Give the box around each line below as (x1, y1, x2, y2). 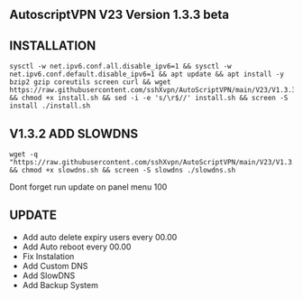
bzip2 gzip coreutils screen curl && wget (9, 78, 171, 87)
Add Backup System (22, 279, 99, 290)
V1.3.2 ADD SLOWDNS (9, 126, 138, 141)
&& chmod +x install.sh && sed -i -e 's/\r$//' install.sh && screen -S (9, 94, 289, 103)
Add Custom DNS (22, 260, 88, 271)
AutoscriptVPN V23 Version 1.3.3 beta (9, 7, 230, 23)
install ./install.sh (9, 101, 91, 111)
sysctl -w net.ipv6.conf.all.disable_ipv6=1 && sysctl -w (9, 62, 232, 71)
